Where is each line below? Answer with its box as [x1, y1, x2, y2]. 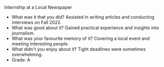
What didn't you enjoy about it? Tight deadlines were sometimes [11, 46, 146, 52]
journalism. [11, 30, 35, 36]
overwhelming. [11, 51, 43, 57]
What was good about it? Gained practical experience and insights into [11, 25, 159, 31]
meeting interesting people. [11, 41, 69, 47]
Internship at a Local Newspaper [4, 5, 72, 10]
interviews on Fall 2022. [11, 20, 62, 25]
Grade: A [11, 57, 30, 62]
